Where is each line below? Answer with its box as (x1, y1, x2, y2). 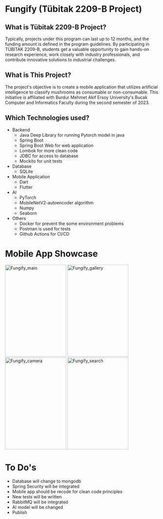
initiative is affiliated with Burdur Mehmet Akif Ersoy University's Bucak (5, 94, 148, 100)
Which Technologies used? (5, 114, 90, 122)
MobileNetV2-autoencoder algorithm (19, 199, 94, 205)
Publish (12, 509, 28, 515)
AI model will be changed (12, 504, 63, 510)
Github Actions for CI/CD (19, 231, 70, 237)
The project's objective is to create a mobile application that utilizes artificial (5, 84, 158, 90)
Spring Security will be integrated (12, 483, 80, 489)
